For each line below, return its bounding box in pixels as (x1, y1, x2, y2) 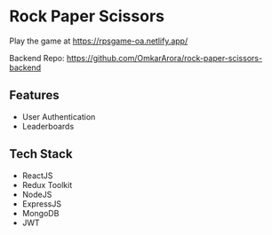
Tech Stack (9, 146, 73, 161)
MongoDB (21, 208, 60, 218)
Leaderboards (21, 121, 75, 131)
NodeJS (21, 189, 52, 200)
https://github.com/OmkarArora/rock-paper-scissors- (66, 52, 263, 63)
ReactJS (21, 170, 53, 181)
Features (9, 88, 60, 103)
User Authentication (21, 111, 96, 121)
